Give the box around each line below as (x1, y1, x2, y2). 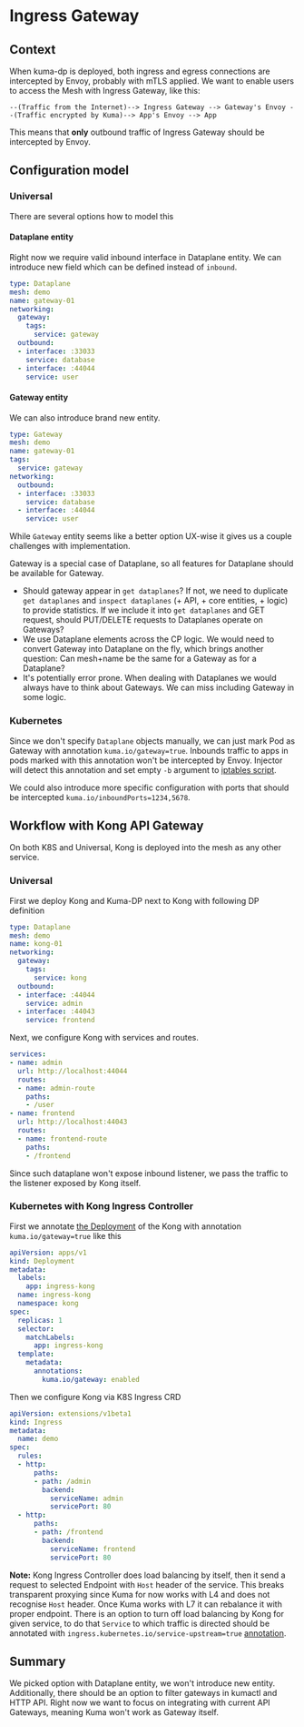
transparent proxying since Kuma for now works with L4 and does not (9, 1589, 270, 1600)
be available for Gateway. (9, 568, 104, 579)
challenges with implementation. (9, 541, 131, 552)
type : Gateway (9, 430, 64, 439)
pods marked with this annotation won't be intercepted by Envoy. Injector (9, 755, 283, 766)
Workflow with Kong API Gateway (9, 818, 204, 833)
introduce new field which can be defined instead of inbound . (9, 261, 238, 272)
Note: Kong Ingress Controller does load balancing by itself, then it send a (9, 1570, 286, 1580)
